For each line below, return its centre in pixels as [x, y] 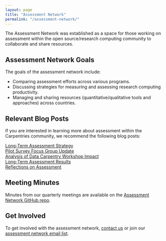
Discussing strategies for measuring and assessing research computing [87, 87]
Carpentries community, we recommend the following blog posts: [73, 136]
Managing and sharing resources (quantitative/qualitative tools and [82, 98]
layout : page [19, 10]
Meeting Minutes [32, 183]
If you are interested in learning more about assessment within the [73, 131]
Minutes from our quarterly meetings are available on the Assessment [77, 195]
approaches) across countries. [44, 103]
